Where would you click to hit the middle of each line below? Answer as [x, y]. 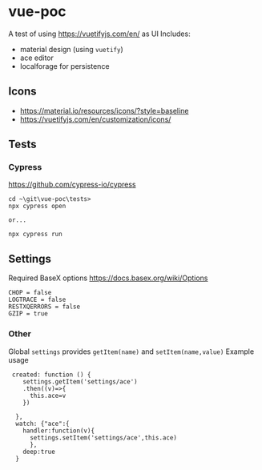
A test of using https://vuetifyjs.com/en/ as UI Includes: [99, 34]
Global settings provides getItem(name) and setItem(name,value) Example [131, 351]
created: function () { [51, 375]
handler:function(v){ [58, 431]
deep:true [39, 452]
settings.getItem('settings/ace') [80, 382]
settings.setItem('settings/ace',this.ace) [103, 438]
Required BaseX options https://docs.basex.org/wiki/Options [108, 278]
